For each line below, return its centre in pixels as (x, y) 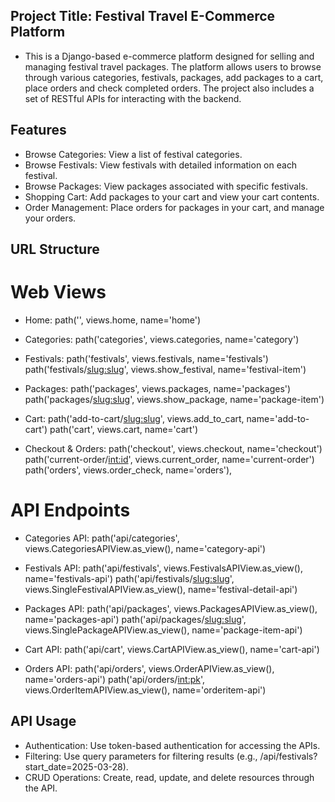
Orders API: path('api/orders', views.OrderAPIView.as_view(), (149, 668)
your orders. (50, 218)
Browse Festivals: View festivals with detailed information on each (161, 165)
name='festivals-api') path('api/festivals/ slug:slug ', (129, 578)
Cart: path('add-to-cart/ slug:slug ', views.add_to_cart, (134, 418)
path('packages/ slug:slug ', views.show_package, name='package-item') (174, 399)
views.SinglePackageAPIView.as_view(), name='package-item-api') (163, 630)
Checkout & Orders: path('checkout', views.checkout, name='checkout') (173, 448)
